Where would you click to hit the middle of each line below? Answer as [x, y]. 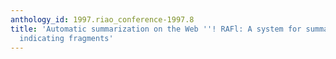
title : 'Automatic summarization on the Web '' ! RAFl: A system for [156, 29]
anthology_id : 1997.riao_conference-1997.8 [102, 19]
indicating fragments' [66, 38]
